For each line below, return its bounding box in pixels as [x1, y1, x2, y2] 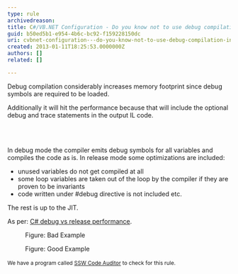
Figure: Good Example [25, 244, 90, 253]
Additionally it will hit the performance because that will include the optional [7, 103, 229, 112]
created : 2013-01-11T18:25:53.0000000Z [7, 43, 125, 50]
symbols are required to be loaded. [7, 89, 110, 98]
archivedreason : [7, 17, 55, 24]
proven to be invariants [17, 182, 85, 190]
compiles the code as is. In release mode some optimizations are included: [7, 153, 225, 161]
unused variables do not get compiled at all [17, 167, 144, 176]
